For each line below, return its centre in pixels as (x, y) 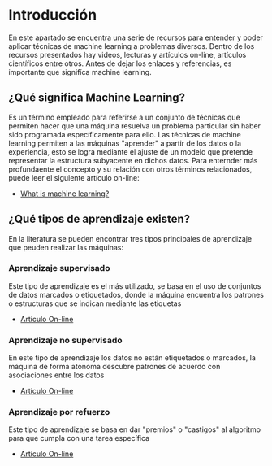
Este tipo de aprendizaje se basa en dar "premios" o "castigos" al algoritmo (135, 429)
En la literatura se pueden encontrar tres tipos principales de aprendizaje (130, 238)
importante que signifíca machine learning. (80, 72)
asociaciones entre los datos (56, 375)
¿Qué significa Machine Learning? (97, 98)
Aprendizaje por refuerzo (59, 412)
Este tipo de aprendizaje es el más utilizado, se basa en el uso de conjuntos (135, 285)
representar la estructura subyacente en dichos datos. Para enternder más (133, 160)
